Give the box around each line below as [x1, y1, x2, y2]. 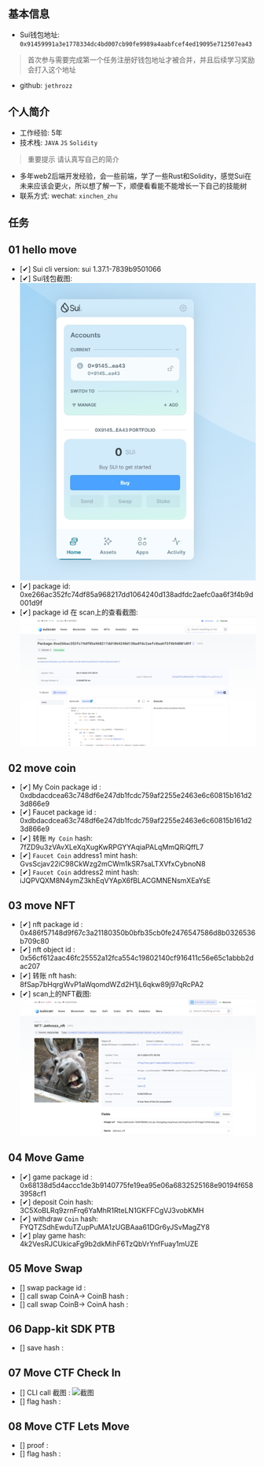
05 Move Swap [8, 1262, 82, 1275]
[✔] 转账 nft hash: [19, 971, 77, 980]
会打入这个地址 [27, 65, 76, 74]
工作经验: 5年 [19, 128, 63, 137]
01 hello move [8, 243, 77, 257]
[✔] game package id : [19, 1172, 93, 1182]
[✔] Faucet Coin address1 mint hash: [19, 851, 138, 860]
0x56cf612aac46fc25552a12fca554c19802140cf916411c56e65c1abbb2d [19, 953, 254, 963]
